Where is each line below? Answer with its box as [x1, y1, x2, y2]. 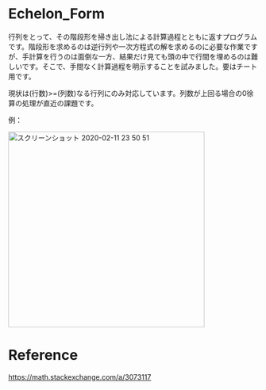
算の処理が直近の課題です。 [8, 98, 98, 108]
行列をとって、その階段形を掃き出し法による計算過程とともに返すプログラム [8, 32, 258, 41]
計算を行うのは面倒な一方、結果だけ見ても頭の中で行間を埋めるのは [29, 52, 252, 61]
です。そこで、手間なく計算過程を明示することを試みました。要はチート [21, 61, 258, 71]
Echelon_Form [8, 5, 106, 23]
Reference [8, 346, 78, 365]
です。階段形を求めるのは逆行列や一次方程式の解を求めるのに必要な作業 [8, 41, 245, 52]
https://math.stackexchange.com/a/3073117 [8, 372, 152, 381]
